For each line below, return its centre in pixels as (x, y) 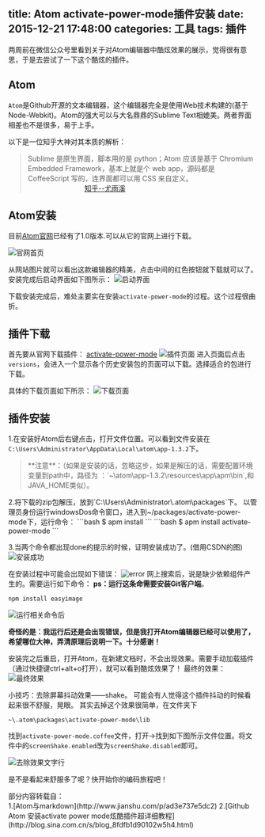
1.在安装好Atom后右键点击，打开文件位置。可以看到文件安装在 (110, 439)
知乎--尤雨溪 (105, 188)
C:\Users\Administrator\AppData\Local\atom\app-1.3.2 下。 (106, 449)
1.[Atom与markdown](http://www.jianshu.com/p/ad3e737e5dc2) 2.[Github (129, 805)
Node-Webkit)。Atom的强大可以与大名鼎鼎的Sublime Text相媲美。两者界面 (130, 115)
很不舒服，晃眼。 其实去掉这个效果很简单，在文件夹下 (110, 705)
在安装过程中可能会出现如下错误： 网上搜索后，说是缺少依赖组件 (126, 574)
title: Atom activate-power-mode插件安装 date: (126, 14)
